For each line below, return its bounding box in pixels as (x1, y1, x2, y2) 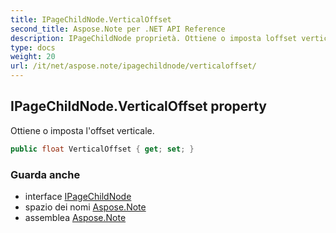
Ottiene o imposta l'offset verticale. (10, 124, 155, 136)
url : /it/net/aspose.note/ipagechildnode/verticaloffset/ (10, 61, 257, 71)
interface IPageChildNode (24, 190, 132, 202)
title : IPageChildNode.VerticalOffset (10, 14, 172, 25)
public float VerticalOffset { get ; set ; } (10, 144, 195, 154)
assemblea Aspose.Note (24, 211, 127, 223)
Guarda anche (10, 167, 81, 181)
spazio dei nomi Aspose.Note (24, 201, 147, 213)
